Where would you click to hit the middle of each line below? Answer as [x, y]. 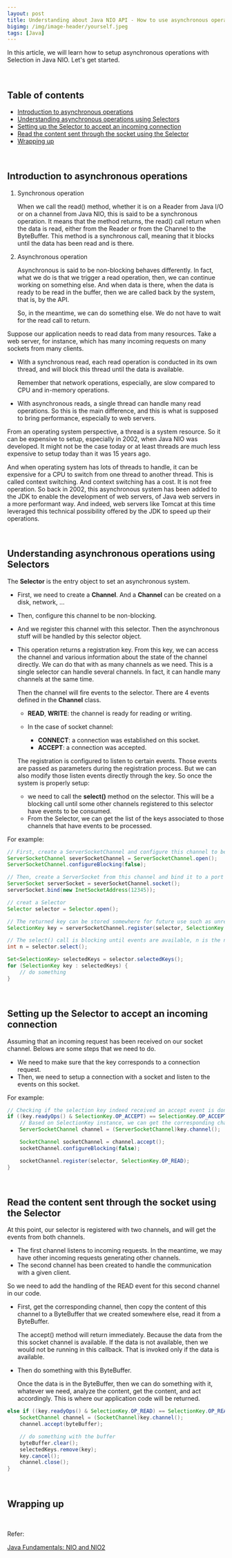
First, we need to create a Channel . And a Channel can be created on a [119, 594]
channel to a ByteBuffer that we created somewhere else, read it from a [119, 1314]
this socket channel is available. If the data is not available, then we [113, 1342]
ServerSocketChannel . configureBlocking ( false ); [77, 865]
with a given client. [44, 1273]
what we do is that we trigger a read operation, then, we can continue [116, 277]
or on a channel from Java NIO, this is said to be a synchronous [107, 214]
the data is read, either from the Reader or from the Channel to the [112, 229]
